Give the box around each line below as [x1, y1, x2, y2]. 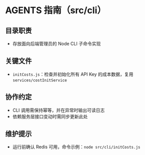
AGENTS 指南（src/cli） [5, 5, 106, 16]
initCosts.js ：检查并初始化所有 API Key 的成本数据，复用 [12, 71, 133, 77]
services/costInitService [12, 78, 67, 83]
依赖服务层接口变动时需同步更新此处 [12, 113, 88, 119]
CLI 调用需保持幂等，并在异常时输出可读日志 [12, 107, 105, 113]
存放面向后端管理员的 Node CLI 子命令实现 [12, 41, 101, 46]
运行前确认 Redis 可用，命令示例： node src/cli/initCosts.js [12, 144, 140, 150]
